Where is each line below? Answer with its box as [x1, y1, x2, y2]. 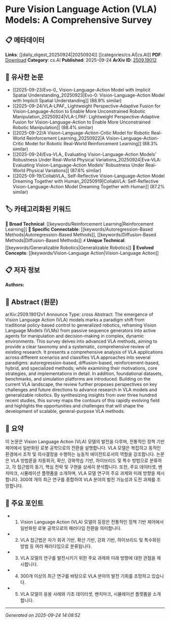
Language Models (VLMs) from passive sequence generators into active [5, 327, 156, 334]
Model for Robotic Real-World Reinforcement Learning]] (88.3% [25, 140, 158, 146]
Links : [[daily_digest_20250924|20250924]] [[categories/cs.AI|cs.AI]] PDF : [5, 52, 162, 58]
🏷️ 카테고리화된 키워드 [5, 205, 71, 214]
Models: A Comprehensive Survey [5, 14, 153, 26]
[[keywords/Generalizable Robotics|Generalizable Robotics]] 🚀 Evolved [5, 244, 154, 251]
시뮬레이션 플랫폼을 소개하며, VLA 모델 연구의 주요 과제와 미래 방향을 [20, 470, 155, 476]
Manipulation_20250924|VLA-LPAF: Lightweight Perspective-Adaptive [12, 113, 160, 119]
